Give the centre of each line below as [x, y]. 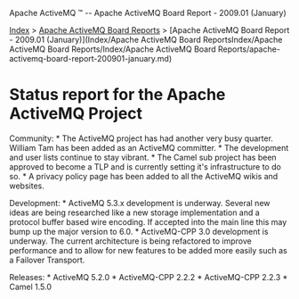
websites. [27, 186]
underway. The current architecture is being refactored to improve [130, 241]
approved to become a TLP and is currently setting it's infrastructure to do [145, 166]
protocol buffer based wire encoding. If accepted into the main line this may [148, 221]
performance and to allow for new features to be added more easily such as [148, 250]
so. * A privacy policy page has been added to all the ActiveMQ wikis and [144, 176]
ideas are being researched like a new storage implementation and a [134, 212]
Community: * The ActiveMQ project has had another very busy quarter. [141, 138]
